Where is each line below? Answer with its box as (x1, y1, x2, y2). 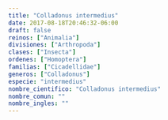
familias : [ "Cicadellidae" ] (8, 63, 101, 71)
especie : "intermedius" (8, 77, 87, 85)
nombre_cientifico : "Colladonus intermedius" (8, 84, 161, 93)
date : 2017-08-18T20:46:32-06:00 (8, 19, 119, 27)
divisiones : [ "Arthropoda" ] (8, 41, 101, 49)
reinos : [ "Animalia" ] (8, 33, 80, 42)
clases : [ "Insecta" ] (8, 48, 77, 56)
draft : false (8, 26, 52, 34)
